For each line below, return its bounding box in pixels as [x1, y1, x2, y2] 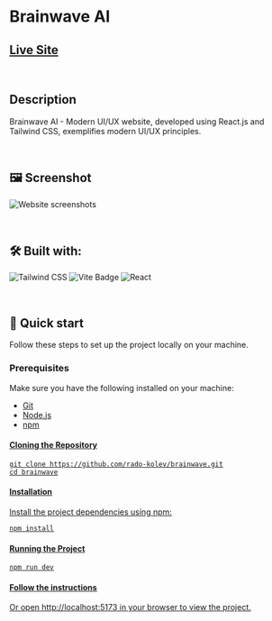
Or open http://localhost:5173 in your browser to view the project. [9, 602, 252, 613]
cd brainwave [9, 467, 59, 477]
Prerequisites [9, 362, 69, 375]
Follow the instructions [9, 581, 97, 592]
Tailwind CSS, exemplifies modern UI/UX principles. [9, 125, 202, 136]
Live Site [9, 42, 59, 58]
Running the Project [9, 543, 86, 553]
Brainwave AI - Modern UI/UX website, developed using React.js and [9, 115, 265, 127]
